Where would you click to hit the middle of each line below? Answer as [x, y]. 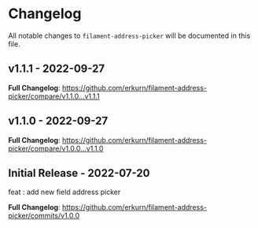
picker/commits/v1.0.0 [44, 216]
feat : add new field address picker [64, 192]
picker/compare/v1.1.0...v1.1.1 [54, 96]
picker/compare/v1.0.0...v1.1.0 [56, 148]
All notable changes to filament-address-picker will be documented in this [129, 36]
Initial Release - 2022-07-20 [79, 173]
